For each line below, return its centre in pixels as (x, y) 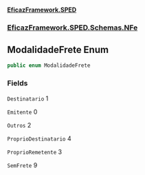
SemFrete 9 (22, 165)
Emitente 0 (22, 112)
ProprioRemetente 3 (35, 152)
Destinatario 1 (28, 98)
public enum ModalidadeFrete (49, 65)
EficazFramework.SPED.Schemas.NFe (72, 28)
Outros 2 (19, 125)
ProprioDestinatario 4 (40, 138)
